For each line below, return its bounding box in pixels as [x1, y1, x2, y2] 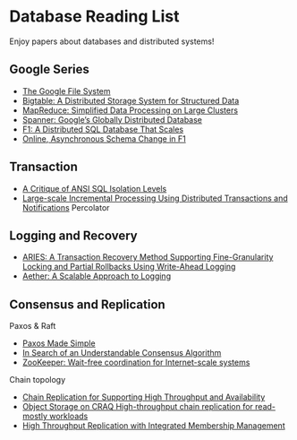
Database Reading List [9, 6, 180, 27]
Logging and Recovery [9, 228, 138, 243]
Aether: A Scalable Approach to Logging [21, 271, 172, 281]
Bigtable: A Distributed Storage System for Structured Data [21, 95, 240, 106]
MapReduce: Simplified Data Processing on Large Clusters [21, 105, 239, 116]
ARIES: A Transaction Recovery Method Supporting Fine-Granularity [21, 252, 274, 263]
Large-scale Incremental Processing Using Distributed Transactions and [21, 193, 288, 203]
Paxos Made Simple [21, 338, 96, 349]
